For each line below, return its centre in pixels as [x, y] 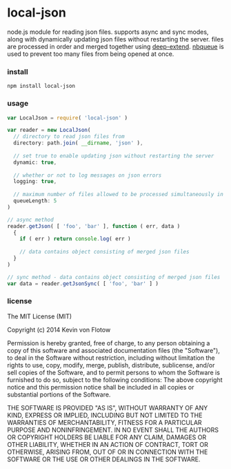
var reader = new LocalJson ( [49, 130]
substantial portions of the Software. [59, 394]
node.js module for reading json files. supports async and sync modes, [108, 32]
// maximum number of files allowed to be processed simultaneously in [119, 195]
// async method [30, 220]
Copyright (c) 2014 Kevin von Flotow [59, 329]
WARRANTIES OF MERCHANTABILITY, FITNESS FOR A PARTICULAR [104, 422]
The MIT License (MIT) [40, 316]
